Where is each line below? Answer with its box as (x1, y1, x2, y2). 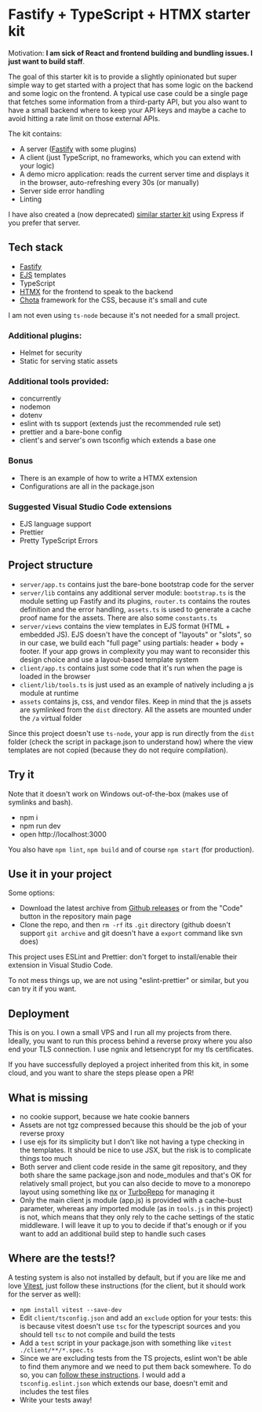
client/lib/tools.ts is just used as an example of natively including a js (19, 679, 254, 689)
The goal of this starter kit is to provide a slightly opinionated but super (8, 72, 238, 81)
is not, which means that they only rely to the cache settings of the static (19, 1212, 255, 1222)
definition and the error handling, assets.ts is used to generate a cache (19, 604, 252, 614)
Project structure (8, 559, 93, 572)
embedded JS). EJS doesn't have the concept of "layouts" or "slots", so (19, 630, 253, 639)
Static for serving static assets (19, 357, 118, 366)
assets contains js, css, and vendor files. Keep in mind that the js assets (19, 697, 252, 706)
